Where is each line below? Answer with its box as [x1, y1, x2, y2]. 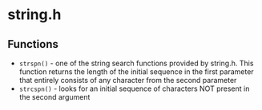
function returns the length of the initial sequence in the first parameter [18, 67, 254, 77]
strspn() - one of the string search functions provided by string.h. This [18, 58, 254, 68]
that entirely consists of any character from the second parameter [18, 76, 237, 84]
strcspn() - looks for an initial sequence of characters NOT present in [18, 84, 250, 93]
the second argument [18, 92, 91, 101]
